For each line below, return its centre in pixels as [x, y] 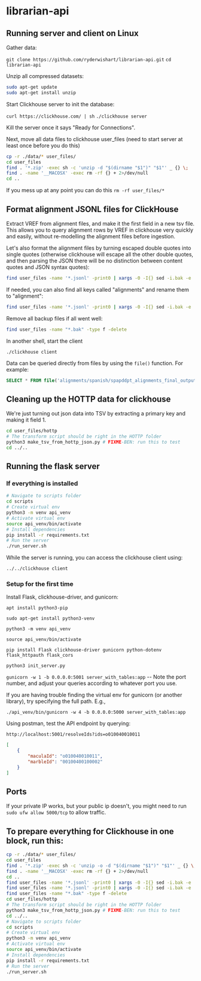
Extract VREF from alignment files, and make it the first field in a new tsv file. [100, 223]
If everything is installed [42, 483]
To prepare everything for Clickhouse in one [90, 831]
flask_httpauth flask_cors [40, 656]
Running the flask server [53, 466]
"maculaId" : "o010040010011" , [65, 756]
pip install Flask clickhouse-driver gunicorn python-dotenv [84, 650]
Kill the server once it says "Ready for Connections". [71, 127]
